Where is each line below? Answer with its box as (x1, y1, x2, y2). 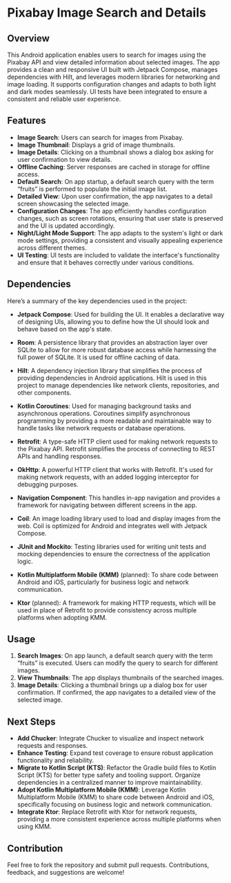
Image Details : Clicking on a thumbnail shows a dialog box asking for (17, 147, 214, 156)
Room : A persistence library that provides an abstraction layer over (17, 338, 208, 347)
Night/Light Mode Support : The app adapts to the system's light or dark (17, 228, 223, 237)
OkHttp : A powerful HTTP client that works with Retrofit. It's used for (17, 465, 214, 473)
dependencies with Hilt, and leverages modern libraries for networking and (7, 73, 221, 81)
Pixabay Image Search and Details (7, 5, 207, 21)
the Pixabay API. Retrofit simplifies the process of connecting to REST (17, 444, 216, 453)
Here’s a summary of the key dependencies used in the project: (7, 296, 188, 305)
